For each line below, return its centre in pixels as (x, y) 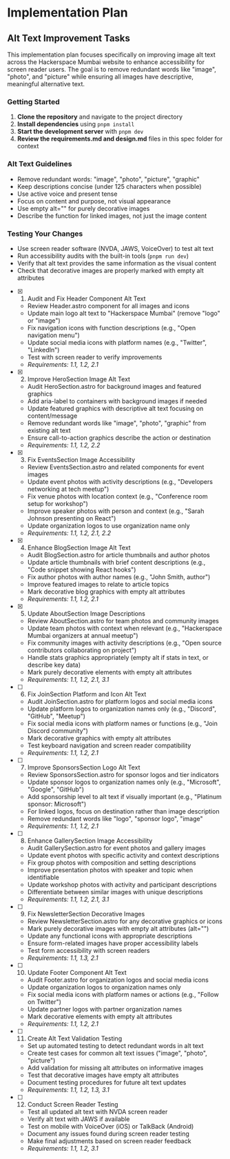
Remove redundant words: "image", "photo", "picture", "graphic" (108, 179)
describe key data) (54, 665)
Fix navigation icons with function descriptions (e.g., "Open (112, 327)
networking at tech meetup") (68, 489)
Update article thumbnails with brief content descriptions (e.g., (116, 562)
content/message (52, 416)
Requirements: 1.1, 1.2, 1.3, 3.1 (69, 1089)
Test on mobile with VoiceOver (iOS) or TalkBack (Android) (111, 1126)
